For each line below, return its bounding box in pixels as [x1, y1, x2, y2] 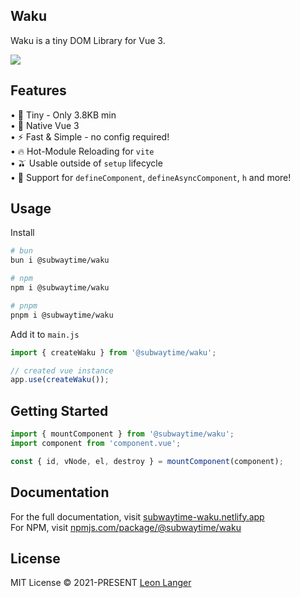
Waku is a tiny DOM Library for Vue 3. [10, 34, 166, 46]
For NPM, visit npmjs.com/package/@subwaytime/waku [10, 521, 242, 533]
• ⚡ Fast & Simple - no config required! [10, 130, 170, 143]
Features [10, 82, 67, 99]
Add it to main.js [10, 328, 80, 340]
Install [10, 227, 35, 239]
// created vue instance [10, 365, 114, 376]
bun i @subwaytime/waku [10, 255, 110, 266]
